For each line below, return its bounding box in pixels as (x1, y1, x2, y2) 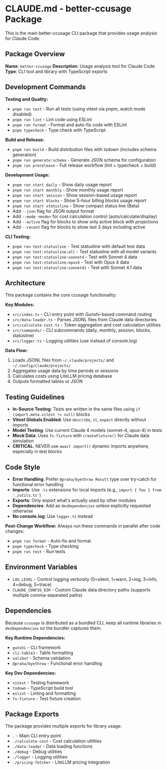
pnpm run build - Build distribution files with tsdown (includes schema (12, 146, 157, 152)
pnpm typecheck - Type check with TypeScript (12, 127, 106, 133)
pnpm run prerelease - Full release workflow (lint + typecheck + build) (12, 162, 156, 168)
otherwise (12, 508, 33, 514)
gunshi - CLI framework (12, 644, 61, 650)
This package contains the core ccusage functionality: (5, 292, 117, 298)
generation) (12, 152, 36, 158)
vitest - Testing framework (12, 679, 69, 686)
